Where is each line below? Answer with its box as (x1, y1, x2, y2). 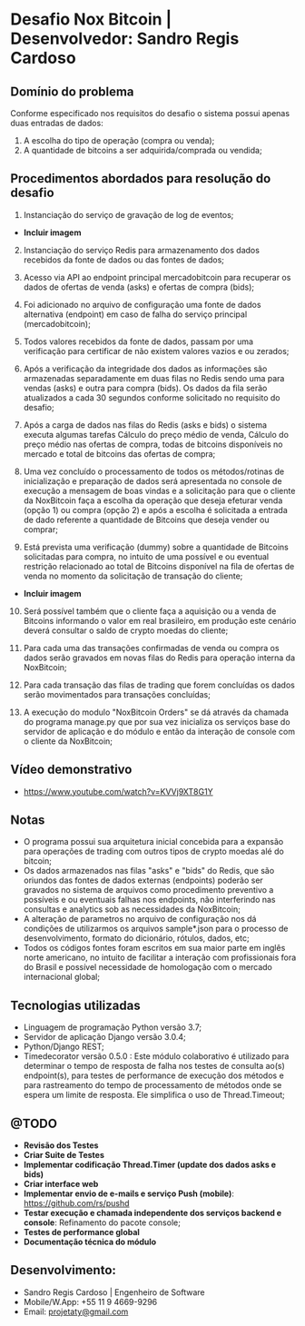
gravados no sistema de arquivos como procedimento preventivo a (23, 885, 274, 896)
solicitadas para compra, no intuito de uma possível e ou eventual (23, 550, 270, 562)
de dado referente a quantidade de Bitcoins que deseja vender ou (23, 514, 270, 525)
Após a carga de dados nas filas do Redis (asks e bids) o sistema (23, 419, 267, 430)
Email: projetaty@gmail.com (23, 1306, 129, 1317)
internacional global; (23, 972, 101, 983)
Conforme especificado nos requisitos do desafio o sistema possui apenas (10, 108, 290, 118)
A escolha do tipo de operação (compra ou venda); (23, 135, 215, 145)
